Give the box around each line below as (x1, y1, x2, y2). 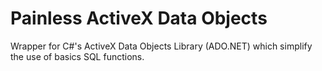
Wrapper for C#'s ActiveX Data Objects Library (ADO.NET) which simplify (10, 40, 313, 52)
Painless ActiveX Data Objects (10, 7, 268, 30)
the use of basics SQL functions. (10, 50, 145, 62)
